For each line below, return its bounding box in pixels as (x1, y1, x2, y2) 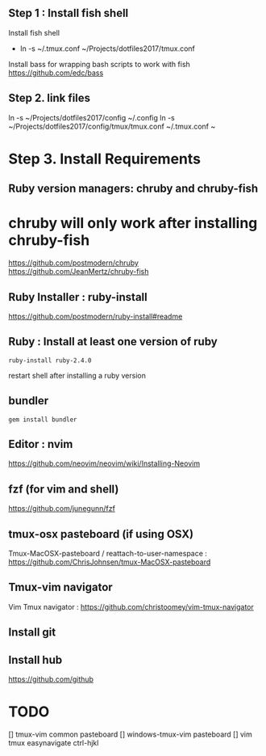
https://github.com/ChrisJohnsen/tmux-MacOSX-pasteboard (8, 557, 211, 567)
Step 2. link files (8, 91, 91, 105)
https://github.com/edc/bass (8, 68, 104, 78)
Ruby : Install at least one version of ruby (8, 335, 218, 348)
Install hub (8, 653, 63, 666)
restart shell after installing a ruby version (8, 370, 147, 380)
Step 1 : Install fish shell (8, 6, 129, 20)
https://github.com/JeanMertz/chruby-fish (8, 267, 149, 277)
